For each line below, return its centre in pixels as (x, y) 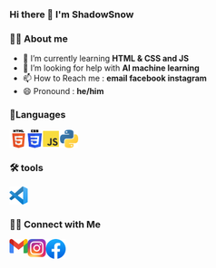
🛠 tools (26, 168)
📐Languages (38, 115)
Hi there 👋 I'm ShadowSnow (72, 14)
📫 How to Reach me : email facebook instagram (114, 78)
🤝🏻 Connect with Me (55, 224)
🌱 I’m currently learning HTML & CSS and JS (105, 59)
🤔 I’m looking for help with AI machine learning (111, 68)
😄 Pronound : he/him (63, 91)
